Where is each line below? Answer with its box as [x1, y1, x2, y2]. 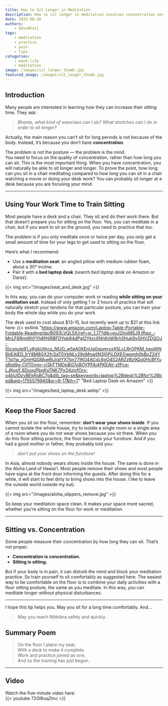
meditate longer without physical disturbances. [5, 590, 102, 596]
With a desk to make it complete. [17, 647, 85, 653]
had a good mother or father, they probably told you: [5, 441, 113, 447]
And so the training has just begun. [17, 658, 90, 664]
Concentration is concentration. [12, 554, 81, 560]
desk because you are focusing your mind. [5, 181, 93, 187]
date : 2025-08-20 [5, 16, 41, 21]
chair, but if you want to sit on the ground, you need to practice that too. [5, 224, 153, 230]
